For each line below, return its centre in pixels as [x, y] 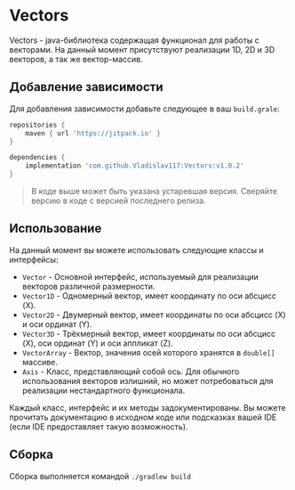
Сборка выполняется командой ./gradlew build [100, 476]
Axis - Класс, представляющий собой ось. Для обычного [131, 372]
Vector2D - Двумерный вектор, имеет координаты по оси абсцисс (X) [154, 314]
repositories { [37, 125]
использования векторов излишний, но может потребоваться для [147, 380]
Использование [56, 229]
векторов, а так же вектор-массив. [76, 59]
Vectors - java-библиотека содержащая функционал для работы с [134, 40]
